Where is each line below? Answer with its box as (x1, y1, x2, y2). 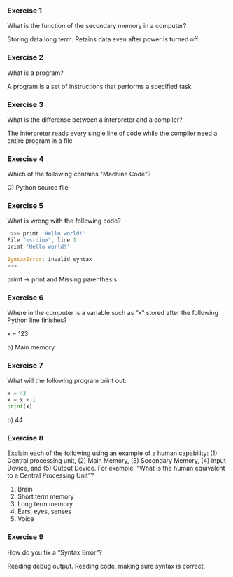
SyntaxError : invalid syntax (7, 256, 92, 263)
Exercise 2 (7, 53, 44, 62)
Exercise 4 (7, 153, 44, 163)
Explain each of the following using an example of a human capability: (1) (7, 449, 218, 457)
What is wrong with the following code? (7, 216, 121, 225)
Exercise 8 (7, 433, 44, 443)
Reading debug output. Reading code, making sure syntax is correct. (7, 562, 206, 570)
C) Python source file (7, 183, 69, 192)
